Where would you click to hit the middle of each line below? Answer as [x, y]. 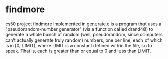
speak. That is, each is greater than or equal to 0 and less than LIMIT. [78, 51]
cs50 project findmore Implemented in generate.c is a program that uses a [83, 24]
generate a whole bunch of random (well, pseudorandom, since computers [84, 34]
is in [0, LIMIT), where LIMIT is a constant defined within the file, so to [79, 45]
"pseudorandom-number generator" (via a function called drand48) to [79, 29]
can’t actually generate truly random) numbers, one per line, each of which [84, 40]
